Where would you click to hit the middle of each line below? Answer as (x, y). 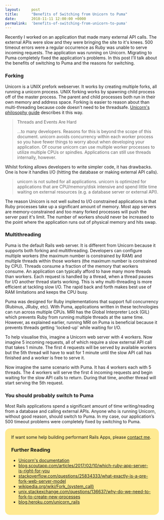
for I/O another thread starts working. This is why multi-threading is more (79, 282)
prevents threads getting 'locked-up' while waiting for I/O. (63, 327)
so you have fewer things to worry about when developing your (81, 142)
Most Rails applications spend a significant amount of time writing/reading (80, 406)
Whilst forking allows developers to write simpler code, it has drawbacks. (79, 167)
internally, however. (37, 157)
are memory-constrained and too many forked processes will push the (76, 212)
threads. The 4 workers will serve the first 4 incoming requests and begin (79, 372)
